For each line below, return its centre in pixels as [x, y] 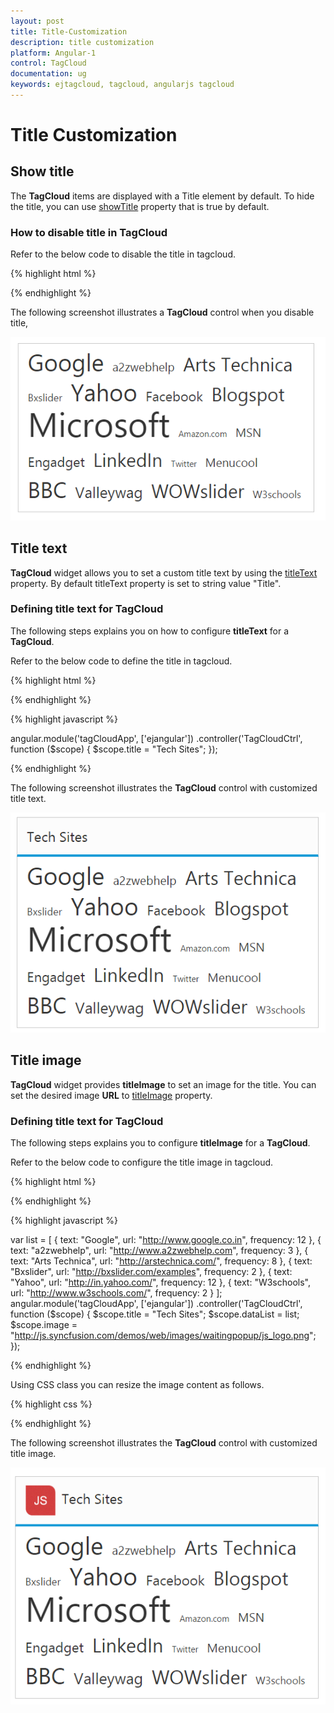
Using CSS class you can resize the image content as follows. [137, 1385]
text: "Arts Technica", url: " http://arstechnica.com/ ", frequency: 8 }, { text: [161, 1261]
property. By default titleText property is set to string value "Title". [146, 583]
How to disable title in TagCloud [89, 232]
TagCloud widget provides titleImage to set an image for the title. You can [163, 1084]
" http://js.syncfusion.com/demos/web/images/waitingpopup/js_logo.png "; [163, 1336]
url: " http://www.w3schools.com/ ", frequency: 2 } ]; [116, 1293]
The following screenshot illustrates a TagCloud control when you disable [162, 312]
